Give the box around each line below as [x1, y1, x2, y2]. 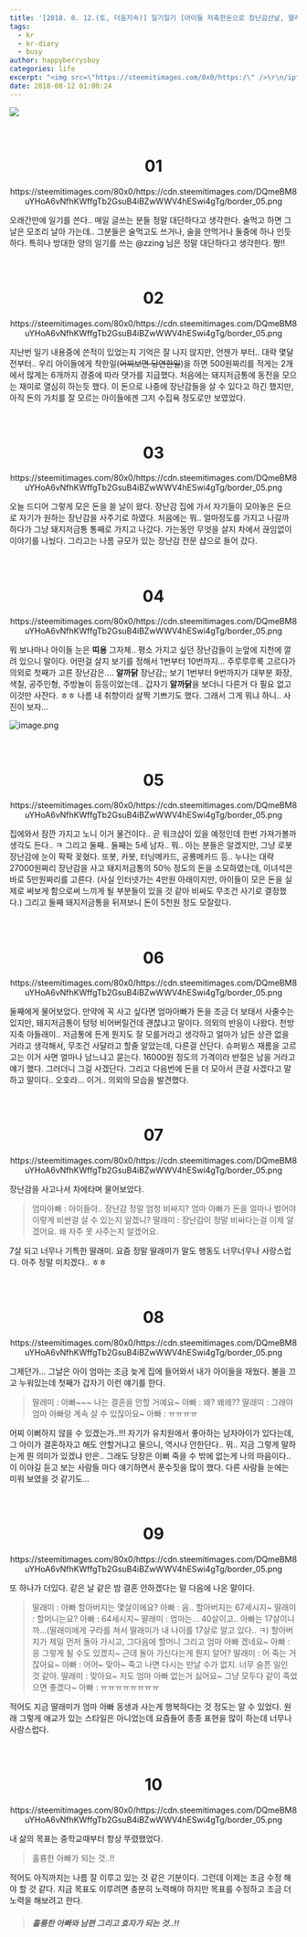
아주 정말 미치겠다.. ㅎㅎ [21, 1257, 107, 1268]
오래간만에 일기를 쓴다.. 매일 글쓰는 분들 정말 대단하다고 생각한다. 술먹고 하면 [9, 214, 282, 225]
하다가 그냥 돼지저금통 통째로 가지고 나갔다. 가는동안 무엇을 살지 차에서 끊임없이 [9, 524, 292, 535]
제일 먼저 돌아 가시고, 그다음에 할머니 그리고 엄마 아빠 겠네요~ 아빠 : [48, 1636, 291, 1647]
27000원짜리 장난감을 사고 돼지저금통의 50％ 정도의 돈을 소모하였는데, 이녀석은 [9, 863, 293, 874]
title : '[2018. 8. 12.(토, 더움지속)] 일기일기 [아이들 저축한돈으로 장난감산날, [9, 13, 285, 23]
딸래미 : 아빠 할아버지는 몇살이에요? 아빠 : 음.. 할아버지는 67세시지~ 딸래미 [31, 1602, 297, 1613]
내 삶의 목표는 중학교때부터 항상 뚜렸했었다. [9, 1834, 164, 1844]
